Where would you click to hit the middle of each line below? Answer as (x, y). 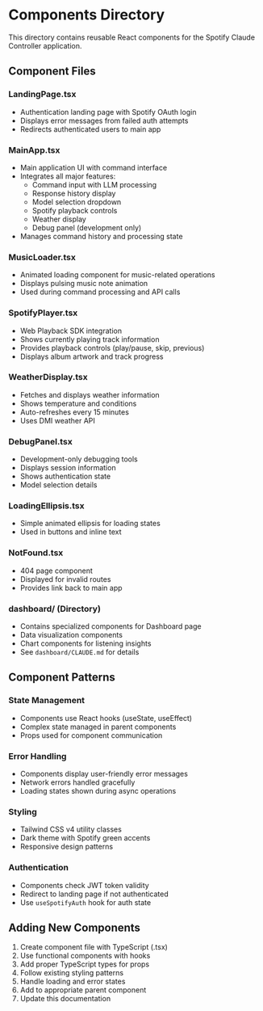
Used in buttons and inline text (71, 532)
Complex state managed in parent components (98, 727)
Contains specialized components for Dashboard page (111, 626)
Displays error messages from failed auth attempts (104, 120)
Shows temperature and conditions (78, 403)
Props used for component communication (91, 735)
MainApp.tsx (34, 150)
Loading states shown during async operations (98, 790)
